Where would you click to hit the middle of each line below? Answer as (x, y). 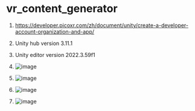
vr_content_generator (62, 9)
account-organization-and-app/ (55, 31)
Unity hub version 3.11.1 (44, 43)
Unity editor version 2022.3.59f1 (55, 55)
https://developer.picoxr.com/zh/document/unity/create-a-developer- (102, 25)
